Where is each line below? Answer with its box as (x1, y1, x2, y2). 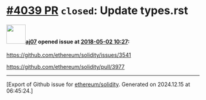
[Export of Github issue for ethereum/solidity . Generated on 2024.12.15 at (6, 80, 191, 88)
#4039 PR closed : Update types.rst (6, 4, 188, 18)
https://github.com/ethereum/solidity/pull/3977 (6, 63, 125, 71)
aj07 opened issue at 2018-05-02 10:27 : (25, 38, 130, 45)
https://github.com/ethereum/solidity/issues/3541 (6, 51, 131, 59)
